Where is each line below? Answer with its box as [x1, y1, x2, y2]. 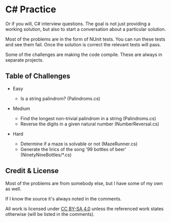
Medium [12, 105, 31, 112]
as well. [5, 186, 22, 192]
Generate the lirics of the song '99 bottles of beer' [20, 146, 126, 152]
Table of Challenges [5, 72, 71, 81]
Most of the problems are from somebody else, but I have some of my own [5, 180, 163, 186]
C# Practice [5, 4, 56, 15]
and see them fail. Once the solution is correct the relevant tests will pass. [5, 41, 161, 47]
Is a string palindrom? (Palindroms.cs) [20, 95, 101, 101]
